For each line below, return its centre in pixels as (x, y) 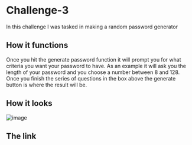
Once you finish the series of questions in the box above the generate (91, 78)
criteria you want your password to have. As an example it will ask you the (96, 66)
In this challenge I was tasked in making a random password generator (92, 27)
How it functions (37, 45)
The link (21, 136)
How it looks (29, 103)
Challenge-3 (38, 10)
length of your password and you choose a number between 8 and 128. (93, 72)
